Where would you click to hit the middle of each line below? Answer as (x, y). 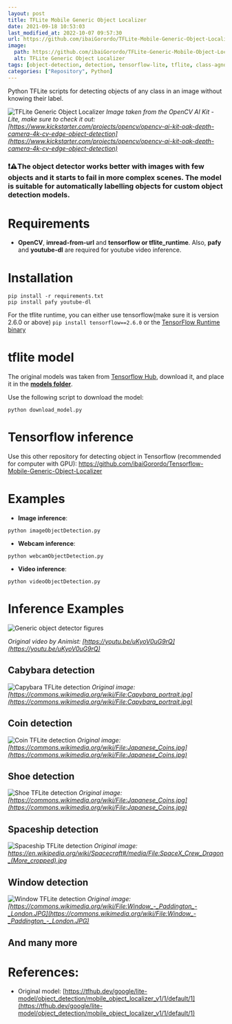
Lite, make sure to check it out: (52, 119)
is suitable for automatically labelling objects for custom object (115, 186)
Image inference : (43, 518)
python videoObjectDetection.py (54, 582)
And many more (43, 943)
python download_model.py (45, 410)
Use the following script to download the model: (76, 397)
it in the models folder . (40, 384)
